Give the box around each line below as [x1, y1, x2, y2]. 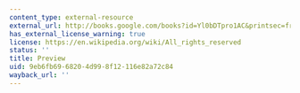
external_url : [9, 21, 62, 30]
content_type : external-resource [9, 12, 134, 22]
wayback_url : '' [9, 71, 70, 80]
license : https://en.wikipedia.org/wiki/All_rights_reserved [9, 37, 242, 47]
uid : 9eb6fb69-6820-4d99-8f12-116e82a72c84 [9, 63, 174, 72]
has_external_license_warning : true [9, 29, 146, 38]
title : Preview [9, 54, 66, 63]
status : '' [9, 46, 50, 55]
